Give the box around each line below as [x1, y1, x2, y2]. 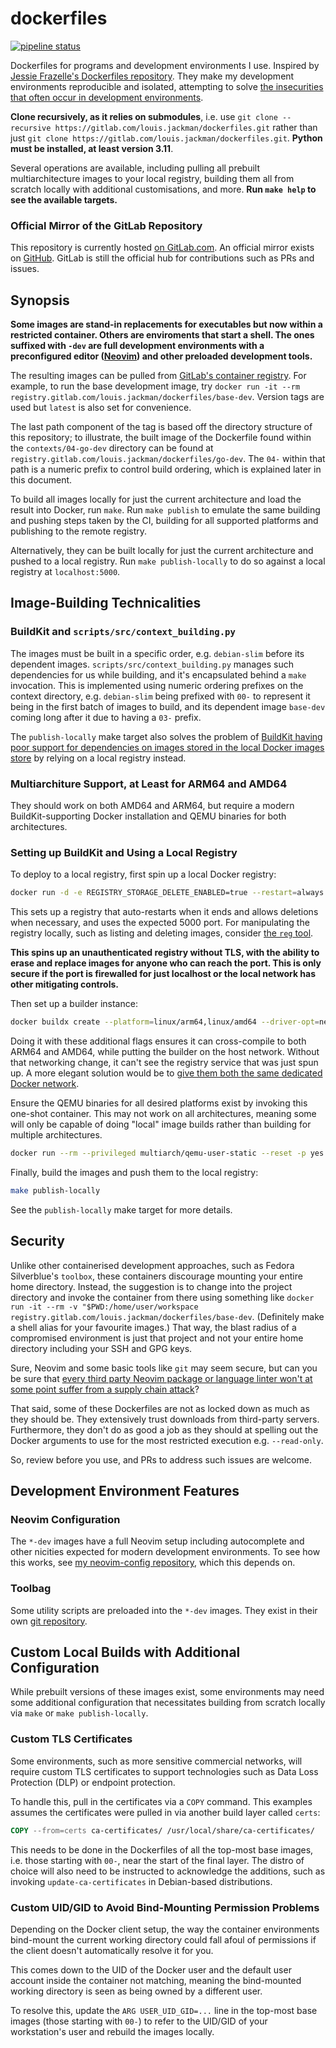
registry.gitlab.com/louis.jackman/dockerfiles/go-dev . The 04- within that [10, 453, 326, 465]
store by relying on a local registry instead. [10, 752, 187, 764]
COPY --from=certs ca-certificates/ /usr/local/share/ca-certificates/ [10, 1825, 315, 1836]
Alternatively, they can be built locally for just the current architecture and [10, 545, 314, 557]
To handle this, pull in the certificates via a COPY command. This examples [10, 1795, 313, 1807]
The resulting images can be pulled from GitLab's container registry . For [10, 370, 307, 382]
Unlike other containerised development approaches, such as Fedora [10, 1259, 295, 1271]
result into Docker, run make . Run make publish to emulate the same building [10, 504, 321, 516]
